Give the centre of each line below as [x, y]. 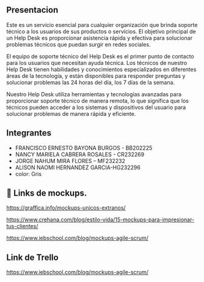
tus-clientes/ [22, 226]
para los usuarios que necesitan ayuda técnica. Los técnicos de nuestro [97, 63]
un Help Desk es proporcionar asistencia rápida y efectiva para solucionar [100, 38]
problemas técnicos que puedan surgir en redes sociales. [78, 44]
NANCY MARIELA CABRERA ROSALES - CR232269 [80, 154]
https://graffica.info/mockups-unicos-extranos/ [66, 208]
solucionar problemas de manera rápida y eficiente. [71, 113]
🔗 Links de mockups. [47, 193]
